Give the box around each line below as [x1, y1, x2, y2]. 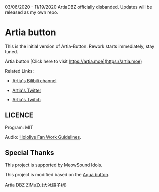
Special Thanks [5, 149, 54, 157]
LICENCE [5, 111, 34, 120]
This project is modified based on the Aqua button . [5, 171, 110, 177]
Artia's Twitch [12, 96, 41, 102]
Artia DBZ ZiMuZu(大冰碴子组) [5, 182, 67, 188]
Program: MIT [5, 124, 33, 130]
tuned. [5, 48, 18, 54]
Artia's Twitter [12, 87, 41, 93]
